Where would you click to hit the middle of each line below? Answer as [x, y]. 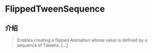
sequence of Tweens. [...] [42, 45]
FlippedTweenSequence [55, 9]
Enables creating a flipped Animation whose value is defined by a [82, 40]
